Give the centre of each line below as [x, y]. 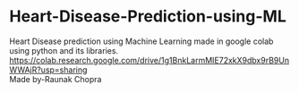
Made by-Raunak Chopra [56, 79]
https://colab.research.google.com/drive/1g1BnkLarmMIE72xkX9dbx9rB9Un [149, 60]
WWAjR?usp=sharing [48, 70]
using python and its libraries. [64, 50]
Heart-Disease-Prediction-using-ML [148, 17]
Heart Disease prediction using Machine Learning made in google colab [141, 41]
